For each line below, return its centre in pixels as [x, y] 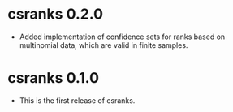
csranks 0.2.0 [55, 14]
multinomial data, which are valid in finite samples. [104, 45]
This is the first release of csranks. [77, 100]
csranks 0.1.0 [53, 78]
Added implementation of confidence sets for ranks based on [122, 37]
